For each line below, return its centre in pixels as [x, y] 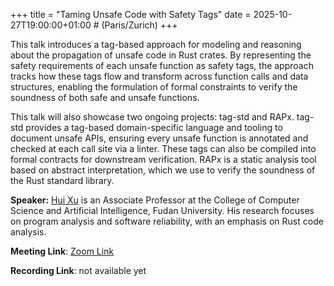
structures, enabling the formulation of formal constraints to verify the [154, 87]
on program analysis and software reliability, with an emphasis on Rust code [167, 221]
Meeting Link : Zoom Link [62, 251]
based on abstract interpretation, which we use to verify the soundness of [163, 170]
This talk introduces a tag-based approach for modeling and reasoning [156, 44]
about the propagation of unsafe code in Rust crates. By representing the [161, 55]
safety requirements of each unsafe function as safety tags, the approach [162, 65]
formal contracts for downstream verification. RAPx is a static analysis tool [163, 159]
